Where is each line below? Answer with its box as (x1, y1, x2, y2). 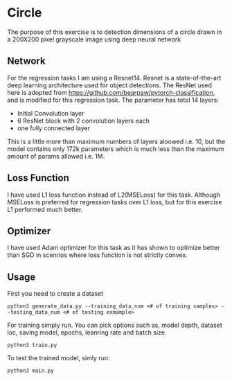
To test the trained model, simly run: (7, 354, 110, 362)
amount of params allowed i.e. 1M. (7, 152, 105, 160)
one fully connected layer (17, 123, 90, 132)
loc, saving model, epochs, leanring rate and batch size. (7, 328, 167, 337)
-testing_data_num (7, 309, 60, 316)
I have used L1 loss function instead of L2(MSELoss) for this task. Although (7, 190, 220, 199)
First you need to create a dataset (7, 290, 104, 298)
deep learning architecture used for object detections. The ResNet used (7, 81, 213, 89)
